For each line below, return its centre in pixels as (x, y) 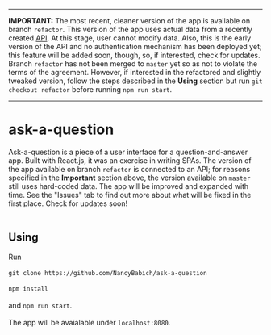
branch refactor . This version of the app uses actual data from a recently (130, 29)
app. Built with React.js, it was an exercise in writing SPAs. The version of (130, 160)
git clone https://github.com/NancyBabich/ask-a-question (108, 273)
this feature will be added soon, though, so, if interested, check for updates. (134, 55)
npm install (28, 289)
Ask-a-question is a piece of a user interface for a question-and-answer (128, 152)
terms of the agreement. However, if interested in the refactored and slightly (135, 72)
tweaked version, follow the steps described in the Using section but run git (135, 81)
